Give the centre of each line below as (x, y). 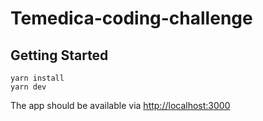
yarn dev (28, 87)
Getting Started (59, 55)
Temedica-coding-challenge (131, 18)
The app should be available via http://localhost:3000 (120, 105)
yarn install (37, 78)
